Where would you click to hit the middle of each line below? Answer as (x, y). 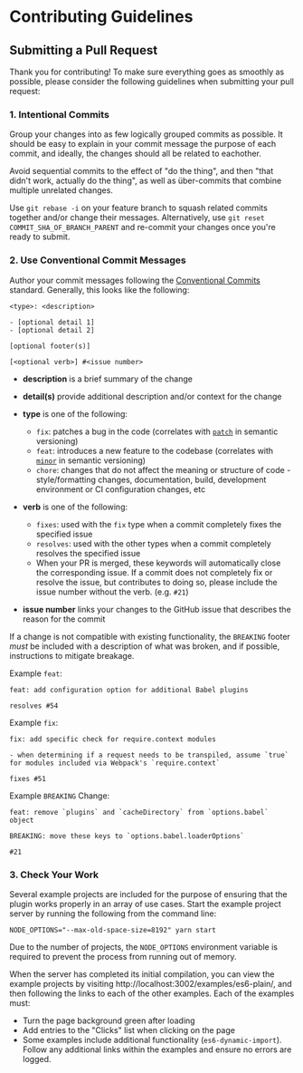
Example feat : (36, 673)
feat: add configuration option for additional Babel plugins (129, 690)
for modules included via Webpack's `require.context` (115, 763)
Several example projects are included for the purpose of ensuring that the (148, 894)
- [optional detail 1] (52, 322)
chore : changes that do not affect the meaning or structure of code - (163, 469)
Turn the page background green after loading (109, 1020)
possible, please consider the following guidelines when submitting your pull (151, 82)
